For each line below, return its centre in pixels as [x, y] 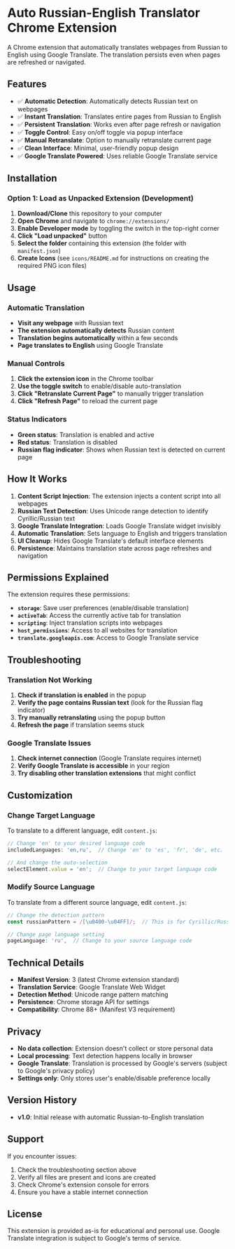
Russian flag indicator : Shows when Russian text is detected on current [121, 450]
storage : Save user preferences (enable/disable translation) [103, 608]
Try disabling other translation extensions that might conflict [107, 774]
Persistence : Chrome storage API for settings [83, 1002]
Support [26, 1139]
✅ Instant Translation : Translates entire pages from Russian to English [119, 116]
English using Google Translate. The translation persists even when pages [114, 55]
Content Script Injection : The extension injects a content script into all [119, 496]
